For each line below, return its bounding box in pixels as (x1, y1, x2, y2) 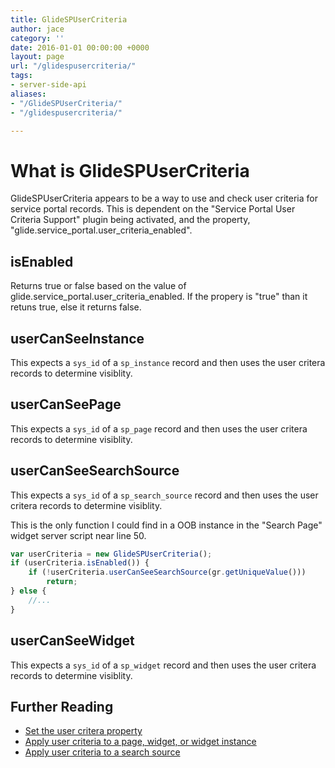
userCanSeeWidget (10, 632, 135, 650)
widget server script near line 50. (10, 529, 147, 541)
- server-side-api (10, 80, 87, 90)
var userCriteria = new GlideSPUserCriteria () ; (10, 549, 213, 559)
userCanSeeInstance (10, 330, 145, 347)
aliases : (10, 89, 47, 99)
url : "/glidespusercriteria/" (10, 61, 137, 71)
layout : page (10, 52, 65, 62)
